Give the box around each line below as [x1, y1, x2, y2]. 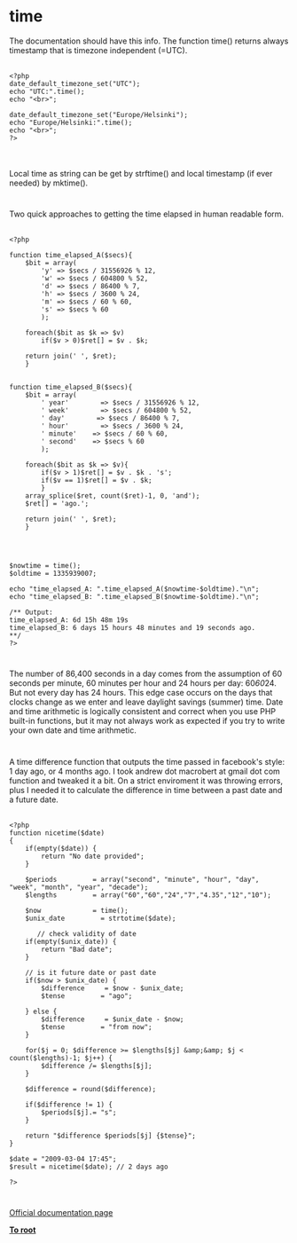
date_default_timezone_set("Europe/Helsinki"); [9, 110, 189, 119]
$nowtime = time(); [9, 562, 82, 570]
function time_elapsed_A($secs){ [9, 251, 133, 260]
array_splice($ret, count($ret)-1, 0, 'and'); [25, 492, 200, 500]
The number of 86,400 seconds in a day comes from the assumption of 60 [9, 668, 283, 680]
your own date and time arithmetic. [9, 725, 137, 736]
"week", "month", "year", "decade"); [9, 883, 149, 892]
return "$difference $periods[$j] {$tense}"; [25, 1131, 197, 1140]
